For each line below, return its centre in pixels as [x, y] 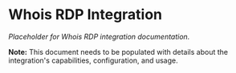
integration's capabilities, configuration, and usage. [93, 60]
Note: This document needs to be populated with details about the [118, 52]
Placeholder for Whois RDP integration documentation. [99, 36]
